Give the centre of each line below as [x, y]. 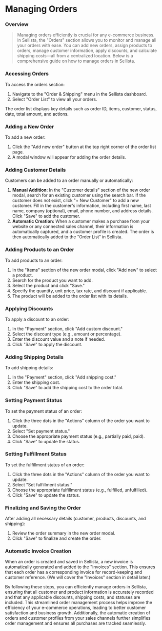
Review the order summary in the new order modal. [64, 533]
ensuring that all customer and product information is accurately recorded [79, 592]
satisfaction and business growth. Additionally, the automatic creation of [78, 613]
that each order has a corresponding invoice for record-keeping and [74, 572]
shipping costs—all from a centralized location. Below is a [75, 56]
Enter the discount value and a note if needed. [59, 339]
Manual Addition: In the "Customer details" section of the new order [81, 190]
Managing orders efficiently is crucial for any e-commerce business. [86, 35]
